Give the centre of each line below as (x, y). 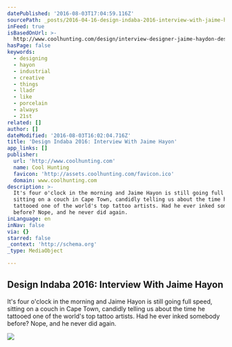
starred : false (29, 238)
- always (26, 110)
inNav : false (26, 225)
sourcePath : (24, 20)
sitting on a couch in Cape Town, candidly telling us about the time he (106, 308)
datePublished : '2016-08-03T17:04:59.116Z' (71, 13)
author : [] (23, 129)
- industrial (32, 71)
